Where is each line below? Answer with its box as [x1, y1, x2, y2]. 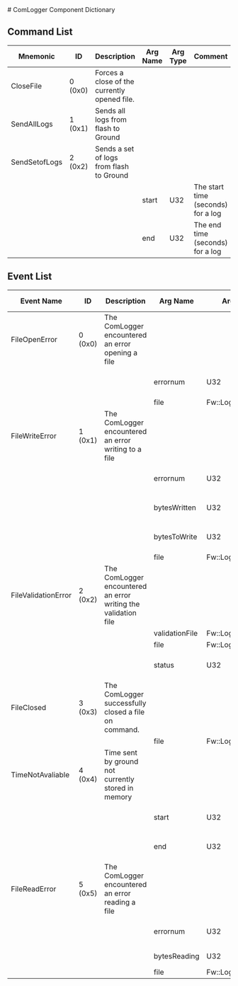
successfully [103, 698, 147, 708]
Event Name [20, 296, 62, 306]
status [153, 660, 175, 670]
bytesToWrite [153, 532, 198, 541]
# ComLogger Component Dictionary [7, 6, 115, 13]
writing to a [103, 444, 142, 454]
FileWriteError [11, 430, 57, 440]
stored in [103, 783, 134, 793]
